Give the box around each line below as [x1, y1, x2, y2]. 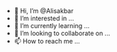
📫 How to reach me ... [13, 37, 80, 45]
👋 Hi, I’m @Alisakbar [13, 7, 74, 15]
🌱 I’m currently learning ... [13, 22, 90, 30]
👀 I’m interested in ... [13, 14, 74, 22]
